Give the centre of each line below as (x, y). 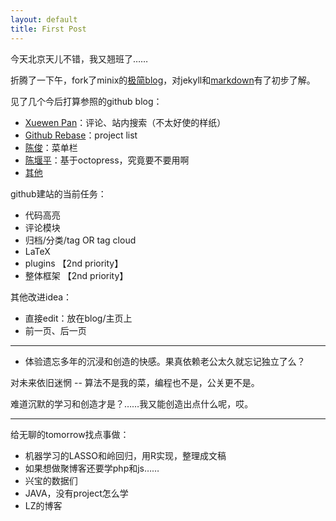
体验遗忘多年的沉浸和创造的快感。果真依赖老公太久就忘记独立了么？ (165, 361)
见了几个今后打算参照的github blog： (86, 101)
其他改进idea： (41, 297)
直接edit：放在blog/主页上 (78, 318)
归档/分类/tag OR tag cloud (80, 240)
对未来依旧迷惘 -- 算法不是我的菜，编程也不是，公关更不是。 (135, 382)
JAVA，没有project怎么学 (76, 493)
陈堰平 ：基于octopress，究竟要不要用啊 (107, 160)
